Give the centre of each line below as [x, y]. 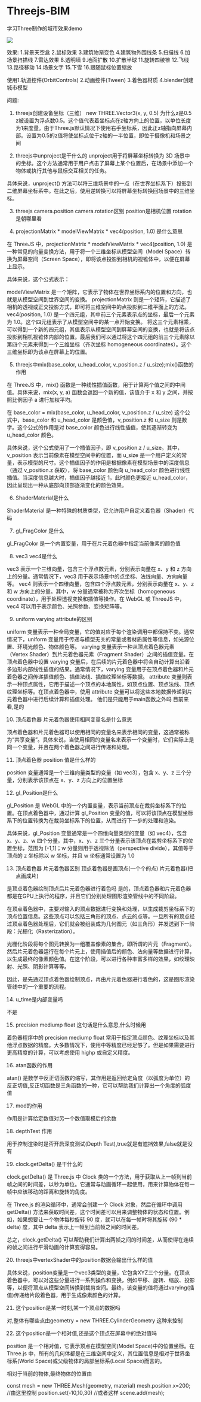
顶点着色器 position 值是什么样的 [55, 759]
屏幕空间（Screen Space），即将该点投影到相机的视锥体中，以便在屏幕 [103, 259]
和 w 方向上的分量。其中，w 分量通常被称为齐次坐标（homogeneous [91, 591]
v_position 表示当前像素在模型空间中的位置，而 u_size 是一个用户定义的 [94, 455]
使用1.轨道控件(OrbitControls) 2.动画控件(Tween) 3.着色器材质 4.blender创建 [100, 80]
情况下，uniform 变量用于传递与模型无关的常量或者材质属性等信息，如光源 [98, 639]
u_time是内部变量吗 [39, 999]
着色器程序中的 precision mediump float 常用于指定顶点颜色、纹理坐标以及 [98, 1037]
